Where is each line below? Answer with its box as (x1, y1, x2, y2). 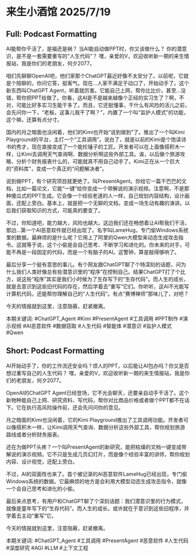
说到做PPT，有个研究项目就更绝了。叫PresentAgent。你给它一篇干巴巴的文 (6, 178, 187, 184)
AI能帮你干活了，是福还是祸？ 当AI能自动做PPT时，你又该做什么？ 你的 (6, 45, 177, 52)
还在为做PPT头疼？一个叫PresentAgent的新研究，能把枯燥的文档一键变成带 (6, 443, 187, 451)
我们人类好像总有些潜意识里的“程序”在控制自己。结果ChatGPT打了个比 (16, 269, 185, 275)
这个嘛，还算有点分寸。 (6, 116, 62, 123)
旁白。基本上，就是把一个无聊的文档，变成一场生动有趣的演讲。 (31, 200, 185, 207)
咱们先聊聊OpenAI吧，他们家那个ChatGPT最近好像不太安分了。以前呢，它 (6, 73, 184, 79)
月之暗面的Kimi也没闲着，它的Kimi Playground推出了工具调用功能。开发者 (6, 416, 184, 423)
